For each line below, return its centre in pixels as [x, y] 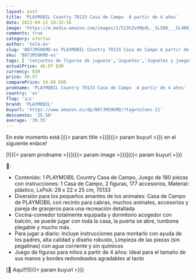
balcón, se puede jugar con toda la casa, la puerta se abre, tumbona [97, 221]
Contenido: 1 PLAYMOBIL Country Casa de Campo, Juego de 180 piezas [101, 178]
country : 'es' [23, 93]
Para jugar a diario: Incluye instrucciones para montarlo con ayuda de [98, 234]
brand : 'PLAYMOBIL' [30, 104]
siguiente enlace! [27, 144]
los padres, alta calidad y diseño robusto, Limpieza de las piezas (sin [97, 240]
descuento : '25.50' [30, 115]
